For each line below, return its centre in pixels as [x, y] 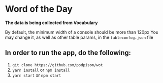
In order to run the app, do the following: [68, 53]
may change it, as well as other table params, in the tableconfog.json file [79, 37]
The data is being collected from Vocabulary [51, 23]
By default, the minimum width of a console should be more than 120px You [82, 32]
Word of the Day [39, 9]
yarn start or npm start [37, 75]
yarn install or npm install [41, 70]
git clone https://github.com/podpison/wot [58, 65]
